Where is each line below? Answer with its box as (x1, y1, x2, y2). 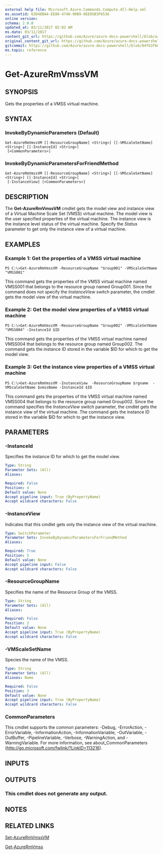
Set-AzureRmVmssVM (5, 835, 49, 840)
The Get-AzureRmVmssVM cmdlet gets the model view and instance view (5, 206, 154, 212)
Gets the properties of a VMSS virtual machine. (5, 100, 99, 107)
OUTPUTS (5, 776, 36, 784)
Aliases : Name (5, 675, 34, 680)
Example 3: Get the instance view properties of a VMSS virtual (5, 363, 155, 370)
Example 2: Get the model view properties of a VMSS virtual (5, 306, 149, 313)
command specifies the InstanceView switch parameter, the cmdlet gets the (5, 404, 157, 410)
